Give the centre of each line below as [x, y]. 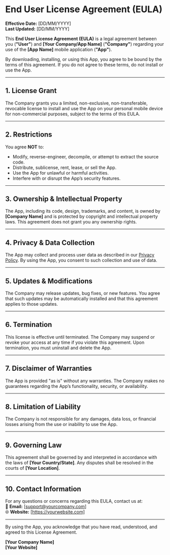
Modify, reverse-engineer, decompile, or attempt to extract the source [86, 156]
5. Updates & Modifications [49, 281]
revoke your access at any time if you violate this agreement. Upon [75, 342]
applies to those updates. [32, 304]
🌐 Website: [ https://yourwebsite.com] [45, 512]
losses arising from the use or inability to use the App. [61, 425]
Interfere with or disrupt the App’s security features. [67, 178]
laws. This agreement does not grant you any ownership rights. [71, 222]
